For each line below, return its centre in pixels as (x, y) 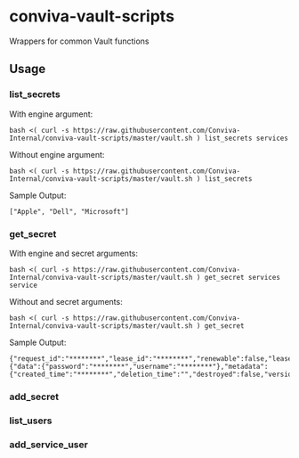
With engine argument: (51, 114)
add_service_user (49, 445)
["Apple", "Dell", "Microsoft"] (69, 211)
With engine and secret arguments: (73, 253)
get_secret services (242, 277)
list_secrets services (246, 138)
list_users (31, 421)
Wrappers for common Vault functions (79, 41)
